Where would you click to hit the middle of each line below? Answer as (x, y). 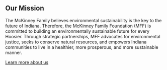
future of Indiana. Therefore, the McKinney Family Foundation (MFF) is (78, 26)
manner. (14, 52)
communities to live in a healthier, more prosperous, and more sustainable (82, 47)
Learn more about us (27, 62)
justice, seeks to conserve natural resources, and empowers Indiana (76, 42)
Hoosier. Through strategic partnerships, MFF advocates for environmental (83, 36)
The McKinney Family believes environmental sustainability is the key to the (83, 20)
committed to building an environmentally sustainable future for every (77, 31)
